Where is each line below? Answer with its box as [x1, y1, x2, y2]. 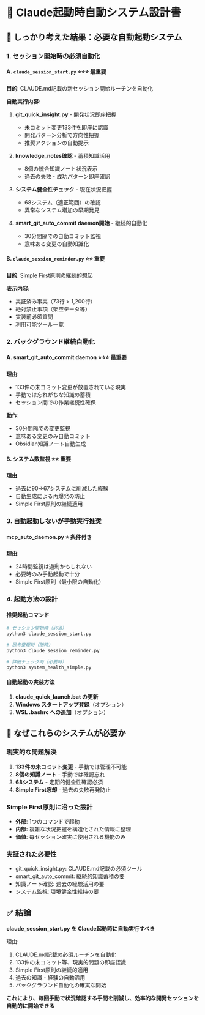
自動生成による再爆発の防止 [15, 493, 86, 500]
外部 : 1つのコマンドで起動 [15, 817, 80, 825]
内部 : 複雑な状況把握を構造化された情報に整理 [15, 825, 132, 833]
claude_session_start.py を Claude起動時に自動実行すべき [6, 925, 155, 932]
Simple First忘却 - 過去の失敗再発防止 [15, 786, 111, 793]
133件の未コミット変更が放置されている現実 [15, 384, 127, 391]
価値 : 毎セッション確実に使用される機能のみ [15, 833, 126, 840]
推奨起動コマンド [6, 611, 50, 619]
